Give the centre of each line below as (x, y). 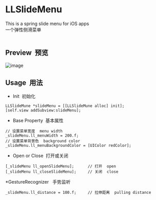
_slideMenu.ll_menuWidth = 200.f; (42, 136)
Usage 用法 (24, 83)
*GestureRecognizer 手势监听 (38, 182)
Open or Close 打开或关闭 (40, 155)
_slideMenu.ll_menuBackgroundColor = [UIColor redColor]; (68, 145)
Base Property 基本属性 (38, 120)
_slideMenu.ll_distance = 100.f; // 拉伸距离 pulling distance (78, 192)
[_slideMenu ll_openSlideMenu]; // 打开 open (61, 166)
